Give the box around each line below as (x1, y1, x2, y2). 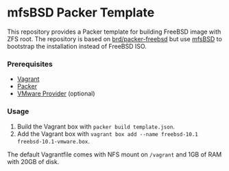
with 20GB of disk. (7, 157, 60, 166)
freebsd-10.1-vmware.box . (16, 137, 91, 145)
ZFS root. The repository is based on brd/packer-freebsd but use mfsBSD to (7, 34, 223, 43)
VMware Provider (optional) (16, 89, 95, 98)
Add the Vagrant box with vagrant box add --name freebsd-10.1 (16, 129, 199, 138)
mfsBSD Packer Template (7, 5, 155, 21)
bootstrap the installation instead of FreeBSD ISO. (7, 42, 147, 50)
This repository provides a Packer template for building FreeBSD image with (7, 27, 221, 36)
